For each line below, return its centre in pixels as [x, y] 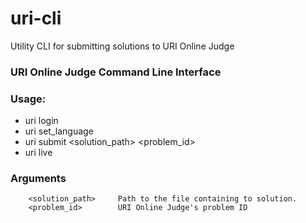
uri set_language [59, 131]
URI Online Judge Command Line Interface [116, 72]
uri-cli [36, 18]
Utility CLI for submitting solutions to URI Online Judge [122, 46]
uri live [38, 153]
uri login [41, 121]
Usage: [28, 99]
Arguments [38, 179]
